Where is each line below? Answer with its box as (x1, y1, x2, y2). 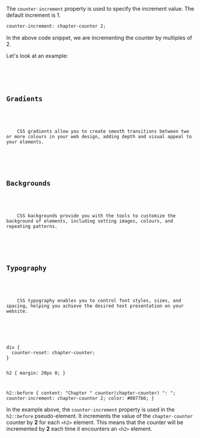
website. (6, 308, 28, 314)
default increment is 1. (6, 11, 61, 19)
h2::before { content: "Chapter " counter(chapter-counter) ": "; (6, 390, 176, 396)
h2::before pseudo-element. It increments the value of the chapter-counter (6, 413, 193, 420)
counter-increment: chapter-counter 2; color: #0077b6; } (6, 395, 154, 402)
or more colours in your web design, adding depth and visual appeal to (6, 133, 192, 139)
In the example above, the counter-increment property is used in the (6, 406, 175, 413)
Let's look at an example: (6, 52, 68, 59)
